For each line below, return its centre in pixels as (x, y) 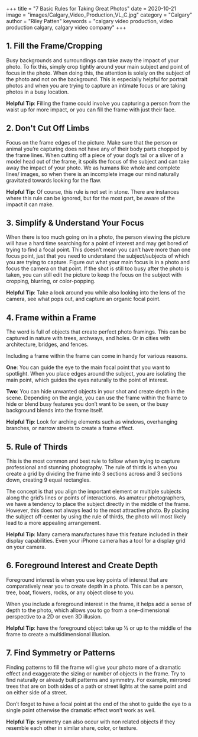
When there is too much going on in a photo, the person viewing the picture (98, 237)
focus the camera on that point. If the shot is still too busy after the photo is (98, 268)
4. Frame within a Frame (51, 317)
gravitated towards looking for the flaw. (54, 180)
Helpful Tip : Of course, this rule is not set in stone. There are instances (92, 191)
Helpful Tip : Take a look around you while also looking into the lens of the (96, 293)
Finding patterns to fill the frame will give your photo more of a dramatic (94, 667)
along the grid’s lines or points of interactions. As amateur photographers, (96, 498)
